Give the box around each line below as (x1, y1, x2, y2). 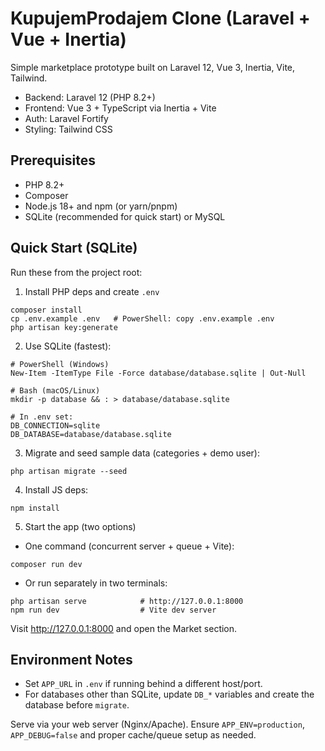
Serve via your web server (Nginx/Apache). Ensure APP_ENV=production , (10, 718, 305, 731)
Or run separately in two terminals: (24, 577, 168, 589)
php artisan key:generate (10, 322, 118, 332)
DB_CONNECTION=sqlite (10, 420, 101, 431)
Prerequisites (10, 152, 96, 169)
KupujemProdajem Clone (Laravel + (10, 7, 311, 30)
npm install (10, 503, 60, 513)
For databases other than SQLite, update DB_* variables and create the (24, 688, 315, 701)
